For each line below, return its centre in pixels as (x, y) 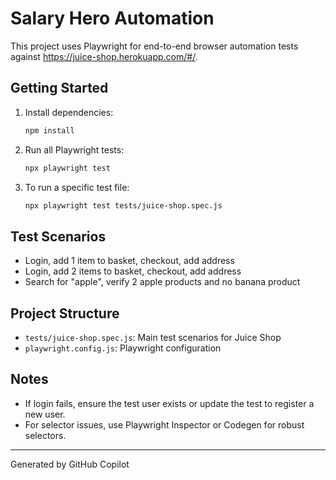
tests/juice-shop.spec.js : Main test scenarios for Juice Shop (153, 337)
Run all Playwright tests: (74, 149)
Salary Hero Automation (112, 18)
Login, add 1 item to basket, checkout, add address (129, 261)
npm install (49, 130)
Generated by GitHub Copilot (70, 464)
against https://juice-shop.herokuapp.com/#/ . (104, 56)
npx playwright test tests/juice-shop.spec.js (123, 205)
